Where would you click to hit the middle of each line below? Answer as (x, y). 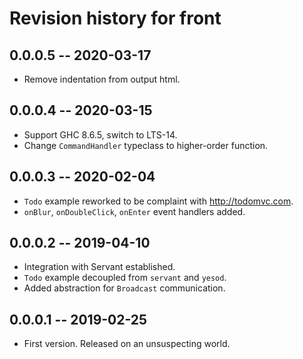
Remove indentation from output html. (102, 79)
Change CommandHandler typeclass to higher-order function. (146, 145)
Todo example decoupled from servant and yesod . (125, 278)
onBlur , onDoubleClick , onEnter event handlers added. (134, 211)
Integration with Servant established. (99, 267)
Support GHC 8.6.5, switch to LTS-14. (100, 134)
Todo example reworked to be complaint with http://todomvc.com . (158, 201)
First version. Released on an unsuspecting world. (127, 344)
